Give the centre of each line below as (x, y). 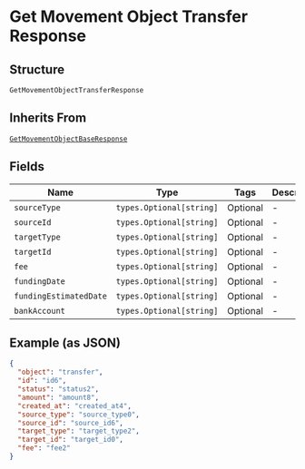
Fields (27, 166)
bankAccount (40, 311)
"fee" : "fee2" (44, 448)
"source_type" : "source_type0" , (79, 415)
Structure (37, 69)
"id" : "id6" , (42, 381)
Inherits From (48, 118)
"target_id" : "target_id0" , (71, 440)
